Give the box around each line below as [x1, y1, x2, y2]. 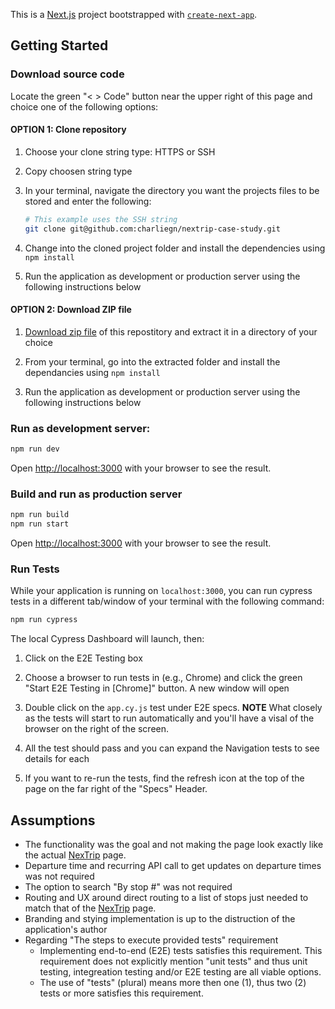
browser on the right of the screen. [24, 723, 170, 735]
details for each [24, 753, 90, 765]
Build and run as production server [10, 487, 183, 501]
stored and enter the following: [24, 195, 152, 207]
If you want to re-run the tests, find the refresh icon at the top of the [24, 772, 305, 784]
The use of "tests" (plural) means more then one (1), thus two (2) [39, 977, 307, 989]
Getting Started [10, 37, 109, 54]
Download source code [10, 67, 125, 81]
